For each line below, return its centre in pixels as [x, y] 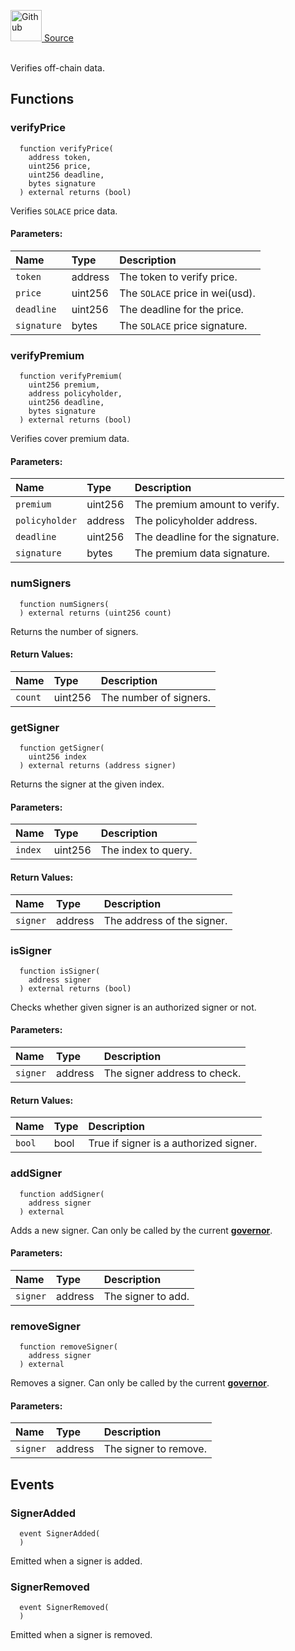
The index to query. [146, 850]
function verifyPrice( [66, 148]
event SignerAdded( [60, 1533]
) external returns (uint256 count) [95, 613]
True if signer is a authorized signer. [173, 1143]
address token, [60, 157]
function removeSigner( [68, 1347]
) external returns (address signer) [98, 766]
